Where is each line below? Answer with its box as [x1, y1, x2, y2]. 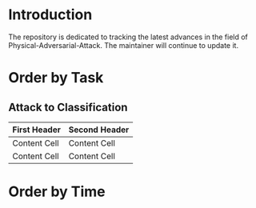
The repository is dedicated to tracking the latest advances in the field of [8, 32, 248, 42]
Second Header [68, 124, 130, 135]
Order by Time [8, 182, 106, 201]
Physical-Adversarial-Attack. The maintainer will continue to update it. [8, 40, 238, 50]
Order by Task [8, 69, 104, 87]
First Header [12, 124, 62, 135]
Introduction [8, 6, 93, 24]
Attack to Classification [8, 100, 128, 114]
